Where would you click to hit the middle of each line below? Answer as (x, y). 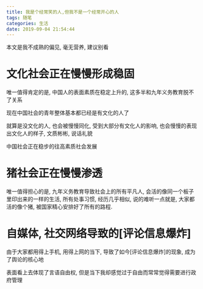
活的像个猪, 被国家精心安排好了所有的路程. (59, 207)
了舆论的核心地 (25, 260)
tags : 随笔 (19, 18)
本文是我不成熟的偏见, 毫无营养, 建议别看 (57, 47)
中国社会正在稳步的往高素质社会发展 (52, 147)
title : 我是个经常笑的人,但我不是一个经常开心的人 (63, 12)
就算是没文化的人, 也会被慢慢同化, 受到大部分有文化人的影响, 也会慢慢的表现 (101, 126)
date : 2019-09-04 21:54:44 (41, 29)
